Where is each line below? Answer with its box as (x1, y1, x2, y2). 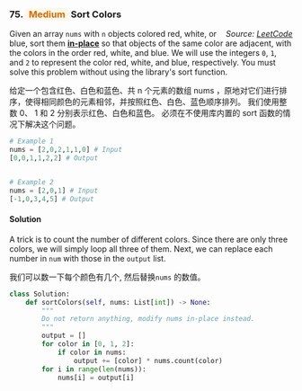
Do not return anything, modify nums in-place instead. (41, 315, 255, 324)
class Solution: (9, 289, 70, 298)
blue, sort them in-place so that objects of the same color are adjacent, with (9, 38, 292, 49)
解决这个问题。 (24, 119, 81, 129)
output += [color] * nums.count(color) (73, 356, 223, 365)
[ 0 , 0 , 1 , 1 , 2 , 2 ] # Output (9, 154, 99, 163)
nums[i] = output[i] (57, 373, 135, 382)
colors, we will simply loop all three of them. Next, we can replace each (9, 243, 273, 254)
